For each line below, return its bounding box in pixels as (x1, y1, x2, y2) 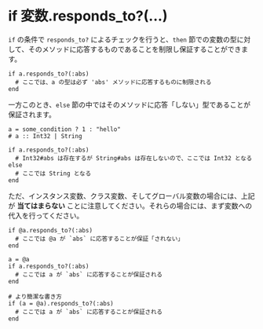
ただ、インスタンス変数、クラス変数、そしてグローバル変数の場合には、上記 (8, 191, 255, 200)
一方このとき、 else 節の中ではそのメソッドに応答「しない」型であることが (8, 100, 251, 109)
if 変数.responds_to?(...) (8, 7, 168, 25)
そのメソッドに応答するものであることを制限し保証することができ (27, 44, 242, 53)
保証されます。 (8, 109, 57, 119)
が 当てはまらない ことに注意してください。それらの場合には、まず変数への (8, 201, 253, 210)
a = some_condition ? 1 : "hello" (8, 125, 122, 133)
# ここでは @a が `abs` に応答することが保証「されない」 (15, 235, 184, 243)
